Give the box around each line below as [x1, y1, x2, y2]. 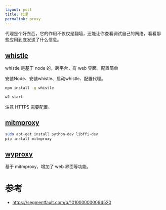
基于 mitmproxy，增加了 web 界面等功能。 [5, 164, 91, 169]
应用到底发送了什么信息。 [9, 37, 62, 42]
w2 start [5, 94, 23, 99]
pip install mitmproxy [5, 136, 52, 141]
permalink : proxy [5, 16, 41, 21]
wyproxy [5, 150, 33, 158]
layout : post [5, 7, 32, 12]
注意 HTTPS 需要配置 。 [5, 104, 53, 110]
